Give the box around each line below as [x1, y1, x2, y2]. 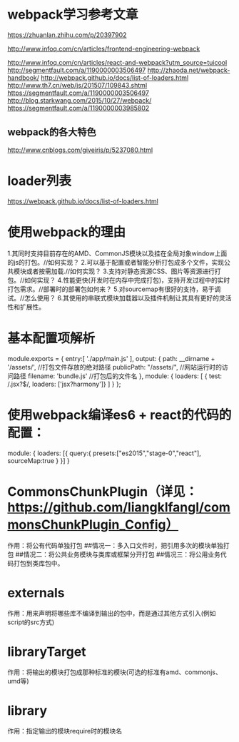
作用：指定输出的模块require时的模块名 [7, 727, 123, 736]
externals [7, 584, 65, 601]
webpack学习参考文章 [7, 6, 138, 23]
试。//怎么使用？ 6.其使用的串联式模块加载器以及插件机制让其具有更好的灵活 [7, 293, 232, 302]
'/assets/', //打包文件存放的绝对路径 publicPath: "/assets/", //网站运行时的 [7, 362, 223, 371]
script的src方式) [7, 618, 55, 626]
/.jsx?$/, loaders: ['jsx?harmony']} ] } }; [7, 380, 121, 388]
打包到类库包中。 [13, 559, 64, 568]
